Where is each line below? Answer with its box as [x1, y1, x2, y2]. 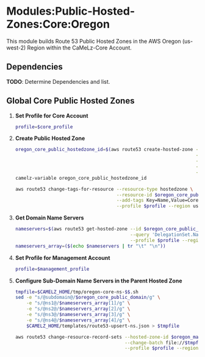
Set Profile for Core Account [15, 112, 88, 119]
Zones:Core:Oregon [6, 17, 110, 31]
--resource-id [116, 191, 153, 198]
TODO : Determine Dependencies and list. [6, 78, 110, 85]
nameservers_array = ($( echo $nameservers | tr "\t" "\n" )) [15, 243, 166, 249]
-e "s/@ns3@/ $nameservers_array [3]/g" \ [26, 312, 131, 318]
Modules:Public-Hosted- [6, 4, 135, 18]
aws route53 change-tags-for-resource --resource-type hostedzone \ [15, 186, 193, 192]
